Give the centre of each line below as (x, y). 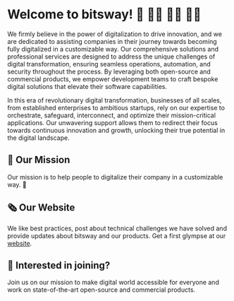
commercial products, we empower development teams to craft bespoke (113, 79)
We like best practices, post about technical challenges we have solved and (117, 228)
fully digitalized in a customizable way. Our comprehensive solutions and (113, 49)
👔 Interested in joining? (59, 265)
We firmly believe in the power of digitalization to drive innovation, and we (115, 34)
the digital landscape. (38, 138)
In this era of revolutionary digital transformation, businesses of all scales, (115, 100)
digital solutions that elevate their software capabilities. (87, 86)
